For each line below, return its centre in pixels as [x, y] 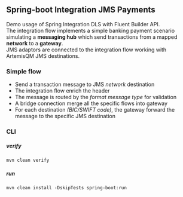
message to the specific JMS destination [65, 116]
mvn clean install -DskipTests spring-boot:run [67, 187]
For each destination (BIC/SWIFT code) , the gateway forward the [95, 110]
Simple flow [24, 71]
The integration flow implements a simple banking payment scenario [91, 30]
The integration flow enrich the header [62, 91]
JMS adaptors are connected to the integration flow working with [86, 50]
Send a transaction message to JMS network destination [85, 84]
